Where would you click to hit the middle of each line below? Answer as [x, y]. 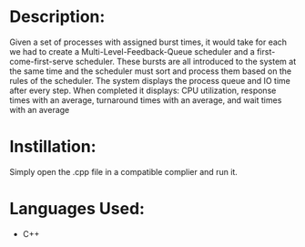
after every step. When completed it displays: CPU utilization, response [143, 90]
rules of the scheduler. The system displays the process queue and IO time [150, 80]
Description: [57, 17]
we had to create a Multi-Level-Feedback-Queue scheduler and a [132, 51]
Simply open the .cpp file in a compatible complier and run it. [124, 171]
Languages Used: [77, 209]
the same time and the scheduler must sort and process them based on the [151, 71]
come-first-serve [42, 61]
